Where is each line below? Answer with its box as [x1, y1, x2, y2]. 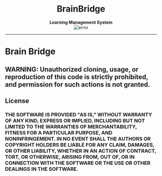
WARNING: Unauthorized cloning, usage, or [5, 65, 139, 73]
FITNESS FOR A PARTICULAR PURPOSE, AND [5, 129, 113, 136]
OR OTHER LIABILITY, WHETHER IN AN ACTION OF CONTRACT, [5, 147, 157, 154]
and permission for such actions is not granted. [5, 80, 150, 88]
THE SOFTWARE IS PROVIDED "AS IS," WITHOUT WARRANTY [5, 111, 152, 118]
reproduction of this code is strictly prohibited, [5, 73, 148, 81]
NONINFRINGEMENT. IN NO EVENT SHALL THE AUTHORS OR [5, 135, 151, 142]
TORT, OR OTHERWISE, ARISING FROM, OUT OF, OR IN [5, 153, 135, 160]
